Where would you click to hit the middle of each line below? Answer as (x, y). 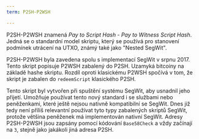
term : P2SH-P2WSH (28, 12)
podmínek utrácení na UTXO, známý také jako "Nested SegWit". (87, 48)
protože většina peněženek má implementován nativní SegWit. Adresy (95, 116)
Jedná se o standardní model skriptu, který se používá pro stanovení (93, 41)
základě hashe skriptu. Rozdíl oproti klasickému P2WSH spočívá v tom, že (99, 72)
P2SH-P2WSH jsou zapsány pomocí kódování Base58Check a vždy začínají (99, 123)
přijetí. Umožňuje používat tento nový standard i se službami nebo (90, 97)
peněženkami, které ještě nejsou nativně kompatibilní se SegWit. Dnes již (99, 104)
